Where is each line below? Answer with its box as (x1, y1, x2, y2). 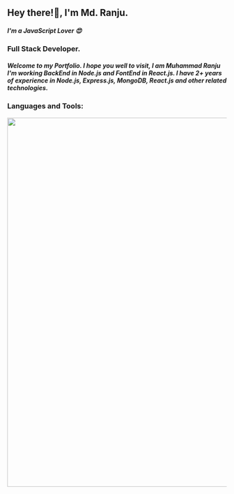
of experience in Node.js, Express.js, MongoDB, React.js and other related (7, 76, 227, 85)
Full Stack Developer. (7, 44, 81, 54)
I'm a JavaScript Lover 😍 (7, 26, 82, 35)
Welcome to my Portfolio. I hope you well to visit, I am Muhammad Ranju (7, 61, 221, 70)
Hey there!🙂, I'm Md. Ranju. (7, 7, 129, 19)
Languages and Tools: (7, 101, 84, 111)
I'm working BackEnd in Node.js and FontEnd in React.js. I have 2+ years (7, 68, 222, 77)
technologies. (7, 83, 49, 92)
